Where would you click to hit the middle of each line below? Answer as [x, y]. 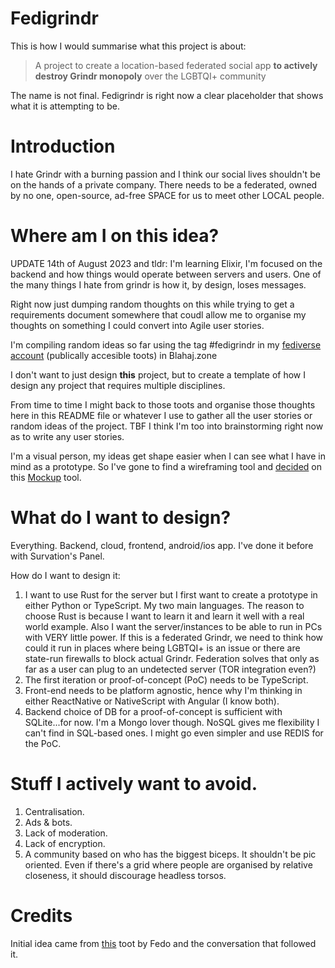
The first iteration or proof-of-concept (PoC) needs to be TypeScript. [166, 679]
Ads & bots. [48, 822]
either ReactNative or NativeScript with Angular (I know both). [152, 701]
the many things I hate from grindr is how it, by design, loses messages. [158, 284]
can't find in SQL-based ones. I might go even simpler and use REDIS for [174, 733]
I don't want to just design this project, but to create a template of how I [158, 374]
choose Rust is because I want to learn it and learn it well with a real [164, 616]
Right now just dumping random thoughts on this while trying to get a [152, 304]
